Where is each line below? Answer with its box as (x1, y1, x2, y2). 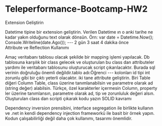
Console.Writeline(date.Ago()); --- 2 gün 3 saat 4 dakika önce (5, 39, 129, 45)
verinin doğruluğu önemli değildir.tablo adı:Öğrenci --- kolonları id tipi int (5, 69, 150, 75)
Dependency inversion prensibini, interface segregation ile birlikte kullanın (5, 105, 154, 111)
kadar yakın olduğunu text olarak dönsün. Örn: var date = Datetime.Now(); (5, 34, 154, 40)
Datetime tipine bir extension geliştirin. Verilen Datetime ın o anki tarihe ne (5, 29, 153, 35)
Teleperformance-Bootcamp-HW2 (5, 3, 148, 15)
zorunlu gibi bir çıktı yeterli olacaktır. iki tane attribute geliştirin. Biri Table (5, 75, 151, 81)
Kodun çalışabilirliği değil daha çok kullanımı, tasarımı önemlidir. (5, 115, 133, 121)
